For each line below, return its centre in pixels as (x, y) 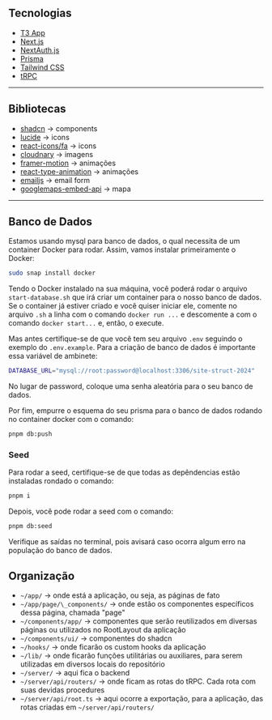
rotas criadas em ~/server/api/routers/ (87, 707)
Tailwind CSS (42, 67)
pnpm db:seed (30, 526)
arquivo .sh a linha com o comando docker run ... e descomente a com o (133, 314)
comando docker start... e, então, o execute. (86, 323)
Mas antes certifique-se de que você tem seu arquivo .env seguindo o (125, 339)
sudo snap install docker (52, 273)
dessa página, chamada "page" (72, 612)
